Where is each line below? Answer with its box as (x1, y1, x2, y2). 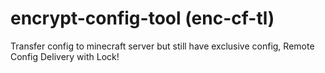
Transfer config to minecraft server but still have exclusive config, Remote (10, 40, 315, 52)
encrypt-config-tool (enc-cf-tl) (10, 7, 275, 30)
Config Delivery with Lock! (10, 50, 120, 62)
